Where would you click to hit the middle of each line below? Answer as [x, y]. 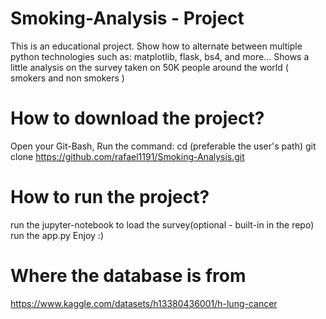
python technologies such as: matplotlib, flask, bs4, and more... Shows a [160, 56]
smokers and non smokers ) [67, 78]
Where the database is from [128, 276]
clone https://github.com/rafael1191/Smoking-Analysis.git [127, 156]
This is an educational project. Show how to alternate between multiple [156, 46]
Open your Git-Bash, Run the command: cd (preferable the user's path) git [163, 146]
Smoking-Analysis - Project [127, 18]
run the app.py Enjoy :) [57, 235]
